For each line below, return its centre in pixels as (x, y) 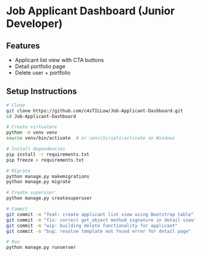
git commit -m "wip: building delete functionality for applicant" (92, 226)
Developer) (34, 24)
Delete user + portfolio (42, 73)
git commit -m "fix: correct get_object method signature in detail (93, 220)
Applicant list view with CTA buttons (59, 60)
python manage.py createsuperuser (49, 198)
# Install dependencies (36, 149)
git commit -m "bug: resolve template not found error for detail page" (99, 231)
